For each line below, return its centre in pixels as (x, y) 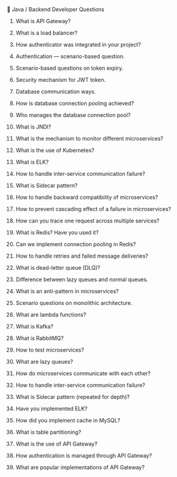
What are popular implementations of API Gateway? (80, 467)
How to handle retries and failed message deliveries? (82, 256)
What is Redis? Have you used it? (57, 232)
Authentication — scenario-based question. (70, 56)
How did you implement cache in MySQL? (68, 420)
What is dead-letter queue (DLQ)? (58, 268)
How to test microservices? (50, 350)
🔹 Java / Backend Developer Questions (56, 9)
